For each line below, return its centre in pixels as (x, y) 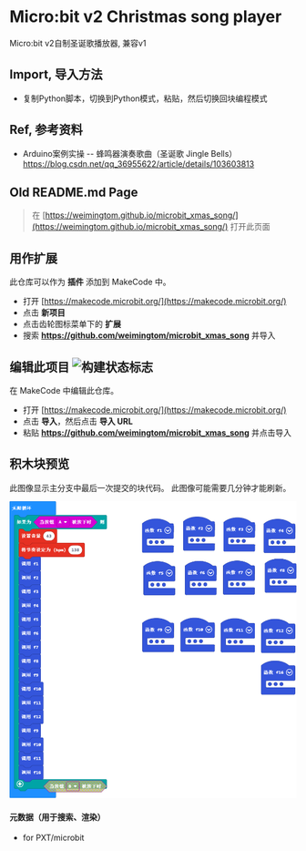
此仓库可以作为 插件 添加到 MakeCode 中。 (90, 282)
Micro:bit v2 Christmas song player (146, 17)
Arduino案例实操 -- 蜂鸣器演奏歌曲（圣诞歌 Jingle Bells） (130, 153)
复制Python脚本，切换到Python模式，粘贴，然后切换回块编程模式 (145, 98)
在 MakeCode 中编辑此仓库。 (64, 390)
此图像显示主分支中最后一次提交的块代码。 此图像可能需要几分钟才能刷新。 (150, 487)
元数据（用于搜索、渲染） (57, 816)
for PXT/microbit (53, 838)
